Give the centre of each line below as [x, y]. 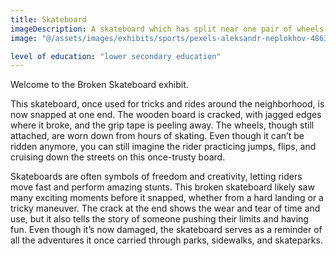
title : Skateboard [48, 19]
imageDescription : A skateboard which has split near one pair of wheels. [169, 29]
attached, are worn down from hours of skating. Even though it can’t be [157, 136]
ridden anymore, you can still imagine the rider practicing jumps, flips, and [163, 147]
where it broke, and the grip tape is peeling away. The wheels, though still [162, 125]
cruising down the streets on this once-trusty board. [118, 157]
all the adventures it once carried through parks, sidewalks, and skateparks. [166, 240]
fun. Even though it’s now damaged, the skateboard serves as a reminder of [166, 230]
